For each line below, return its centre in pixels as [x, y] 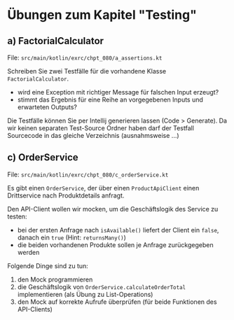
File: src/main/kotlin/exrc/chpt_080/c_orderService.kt [88, 174]
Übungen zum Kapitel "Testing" [102, 15]
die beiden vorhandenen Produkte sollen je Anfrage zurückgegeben [115, 244]
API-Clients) [35, 309]
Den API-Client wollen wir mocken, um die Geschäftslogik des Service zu [113, 209]
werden [28, 252]
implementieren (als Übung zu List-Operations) [85, 294]
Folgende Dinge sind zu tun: [48, 265]
